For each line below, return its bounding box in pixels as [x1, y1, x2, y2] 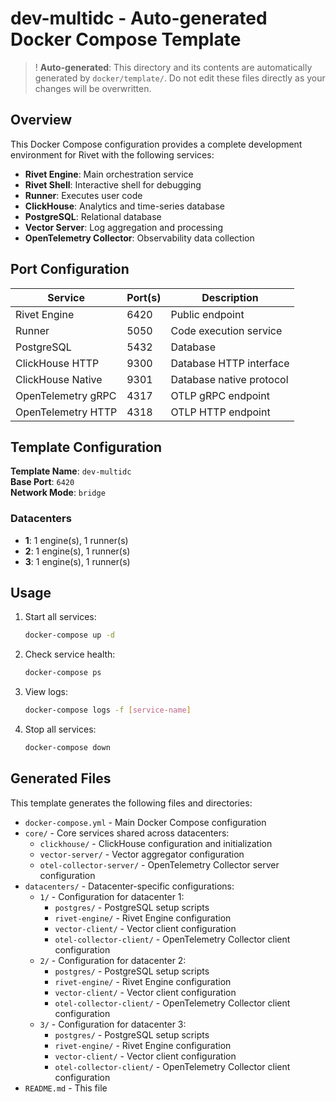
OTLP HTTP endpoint [170, 405, 271, 419]
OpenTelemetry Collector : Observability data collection [24, 232, 255, 244]
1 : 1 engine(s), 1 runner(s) [24, 534, 129, 546]
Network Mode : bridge [10, 487, 106, 499]
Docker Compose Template [10, 28, 242, 51]
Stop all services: [24, 723, 97, 736]
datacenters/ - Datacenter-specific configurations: [24, 880, 235, 892]
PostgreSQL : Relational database [24, 210, 162, 222]
